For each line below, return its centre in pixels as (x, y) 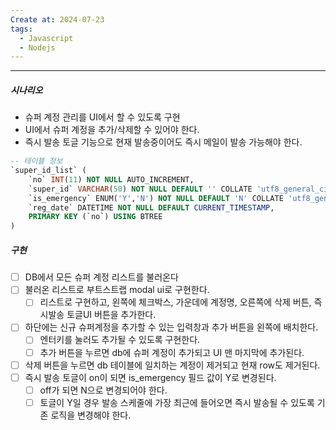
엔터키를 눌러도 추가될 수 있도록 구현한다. (120, 340)
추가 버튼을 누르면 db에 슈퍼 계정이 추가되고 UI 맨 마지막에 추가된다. (172, 352)
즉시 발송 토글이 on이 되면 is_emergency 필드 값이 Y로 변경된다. (150, 377)
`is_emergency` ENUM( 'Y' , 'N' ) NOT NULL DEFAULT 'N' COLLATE (156, 198)
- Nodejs (37, 47)
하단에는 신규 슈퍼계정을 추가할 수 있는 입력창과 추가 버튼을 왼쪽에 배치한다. (171, 327)
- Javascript (46, 38)
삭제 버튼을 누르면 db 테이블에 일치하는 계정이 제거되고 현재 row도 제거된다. (172, 365)
